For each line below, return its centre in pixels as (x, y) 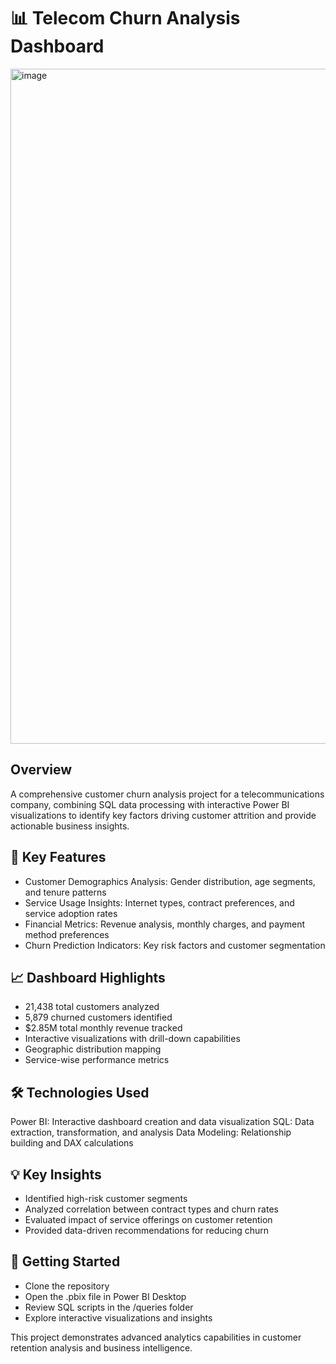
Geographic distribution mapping (93, 1049)
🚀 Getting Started (65, 1261)
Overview (41, 770)
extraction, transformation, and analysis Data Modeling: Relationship (151, 1132)
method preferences (67, 934)
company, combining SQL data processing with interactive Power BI (150, 804)
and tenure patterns (65, 892)
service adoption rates (71, 913)
